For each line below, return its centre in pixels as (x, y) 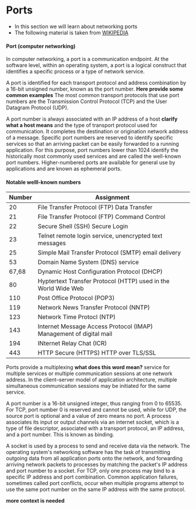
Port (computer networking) (41, 46)
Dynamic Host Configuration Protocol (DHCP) (100, 271)
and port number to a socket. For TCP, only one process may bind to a (90, 471)
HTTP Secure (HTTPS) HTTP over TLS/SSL (97, 353)
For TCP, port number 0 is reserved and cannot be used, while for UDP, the (96, 410)
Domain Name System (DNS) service (88, 262)
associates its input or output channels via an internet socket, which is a (92, 422)
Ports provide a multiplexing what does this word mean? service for (88, 367)
